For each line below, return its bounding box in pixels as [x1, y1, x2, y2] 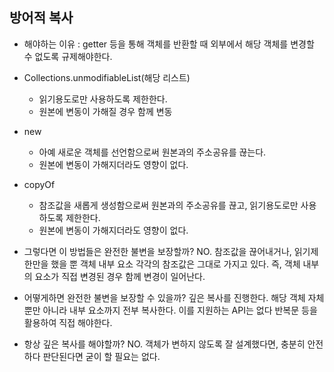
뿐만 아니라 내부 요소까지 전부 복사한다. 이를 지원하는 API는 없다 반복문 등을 [23, 304, 318, 316]
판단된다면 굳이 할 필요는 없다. [42, 350, 161, 362]
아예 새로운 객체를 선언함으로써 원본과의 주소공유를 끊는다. [38, 146, 267, 158]
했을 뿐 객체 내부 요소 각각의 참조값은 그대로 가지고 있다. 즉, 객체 [50, 258, 301, 270]
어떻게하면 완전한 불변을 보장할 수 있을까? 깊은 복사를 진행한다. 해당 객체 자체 [23, 291, 325, 303]
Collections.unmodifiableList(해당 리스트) [23, 71, 191, 83]
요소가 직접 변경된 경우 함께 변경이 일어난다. [34, 270, 206, 282]
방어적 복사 [9, 9, 74, 27]
